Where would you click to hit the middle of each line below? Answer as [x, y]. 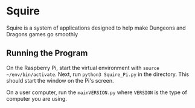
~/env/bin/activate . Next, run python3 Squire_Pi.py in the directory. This [97, 74]
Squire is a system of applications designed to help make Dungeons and [96, 28]
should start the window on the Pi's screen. [60, 80]
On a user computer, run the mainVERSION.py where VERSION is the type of [97, 92]
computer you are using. [37, 98]
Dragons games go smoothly [42, 34]
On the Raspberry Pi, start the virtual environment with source [83, 68]
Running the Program [47, 53]
